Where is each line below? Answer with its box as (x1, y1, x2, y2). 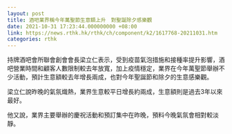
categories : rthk (7, 36, 57, 43)
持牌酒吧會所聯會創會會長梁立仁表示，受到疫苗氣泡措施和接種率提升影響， (7, 56, 219, 64)
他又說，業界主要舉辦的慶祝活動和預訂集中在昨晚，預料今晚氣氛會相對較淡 (7, 111, 219, 119)
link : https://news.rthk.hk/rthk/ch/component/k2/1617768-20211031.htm (7, 29, 217, 37)
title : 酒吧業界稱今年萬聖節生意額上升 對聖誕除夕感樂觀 (7, 17, 153, 23)
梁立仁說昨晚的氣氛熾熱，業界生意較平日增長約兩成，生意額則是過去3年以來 (7, 88, 223, 96)
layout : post (7, 10, 45, 17)
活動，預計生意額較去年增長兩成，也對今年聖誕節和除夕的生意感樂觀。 (12, 73, 213, 82)
